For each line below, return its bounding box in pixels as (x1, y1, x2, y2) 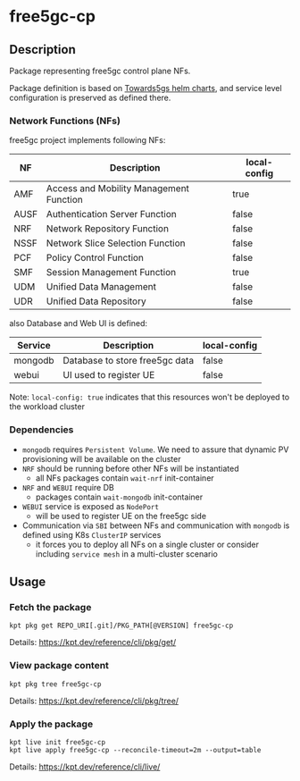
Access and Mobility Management (46, 182, 190, 195)
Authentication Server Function (46, 208, 177, 221)
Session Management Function (46, 266, 177, 279)
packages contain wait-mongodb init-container (35, 491, 204, 502)
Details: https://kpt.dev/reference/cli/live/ (9, 761, 161, 772)
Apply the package (9, 718, 94, 730)
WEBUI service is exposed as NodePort (21, 500, 159, 511)
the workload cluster (9, 401, 85, 412)
